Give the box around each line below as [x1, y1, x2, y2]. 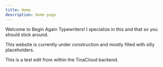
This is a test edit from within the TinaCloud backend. [5, 56, 119, 62]
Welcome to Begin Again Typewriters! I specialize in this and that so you [5, 26, 158, 32]
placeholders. [5, 47, 34, 53]
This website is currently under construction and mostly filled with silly [5, 41, 155, 47]
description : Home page [5, 12, 57, 17]
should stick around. [5, 31, 49, 38]
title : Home [5, 7, 31, 13]
